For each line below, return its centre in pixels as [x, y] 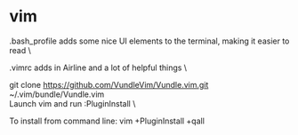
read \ [20, 50]
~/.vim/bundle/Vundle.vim [57, 94]
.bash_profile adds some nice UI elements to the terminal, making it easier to [149, 41]
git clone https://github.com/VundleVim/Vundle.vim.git [109, 84]
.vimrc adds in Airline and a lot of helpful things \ [98, 67]
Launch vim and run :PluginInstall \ [72, 103]
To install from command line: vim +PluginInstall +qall [107, 121]
